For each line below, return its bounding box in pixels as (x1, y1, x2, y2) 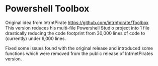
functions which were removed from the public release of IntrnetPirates (5, 50, 153, 56)
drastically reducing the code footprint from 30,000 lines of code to (5, 30, 145, 36)
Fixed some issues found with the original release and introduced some (5, 45, 153, 51)
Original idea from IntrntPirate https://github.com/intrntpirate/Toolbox (5, 19, 149, 25)
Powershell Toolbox (5, 3, 90, 14)
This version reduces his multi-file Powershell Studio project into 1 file (5, 24, 150, 30)
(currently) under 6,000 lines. (5, 35, 66, 41)
